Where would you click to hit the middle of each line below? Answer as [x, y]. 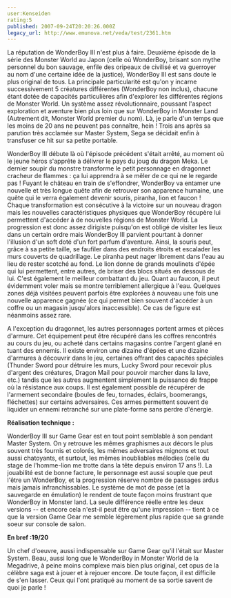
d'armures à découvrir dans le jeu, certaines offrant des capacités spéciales [115, 358]
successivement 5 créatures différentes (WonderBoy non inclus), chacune [113, 89]
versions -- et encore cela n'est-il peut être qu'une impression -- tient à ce [113, 510]
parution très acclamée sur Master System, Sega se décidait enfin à [103, 133]
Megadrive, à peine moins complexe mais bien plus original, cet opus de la [113, 566]
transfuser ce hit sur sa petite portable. [63, 141]
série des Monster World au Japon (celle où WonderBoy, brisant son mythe [114, 60]
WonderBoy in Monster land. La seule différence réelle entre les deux [106, 502]
